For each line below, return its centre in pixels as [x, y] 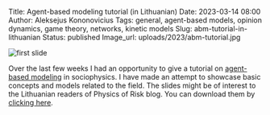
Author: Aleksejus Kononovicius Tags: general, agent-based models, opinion [135, 20]
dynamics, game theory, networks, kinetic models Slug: [100, 29]
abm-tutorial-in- [221, 29]
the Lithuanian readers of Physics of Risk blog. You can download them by [132, 94]
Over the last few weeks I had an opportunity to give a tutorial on [116, 68]
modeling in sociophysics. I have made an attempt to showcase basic [146, 77]
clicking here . [31, 103]
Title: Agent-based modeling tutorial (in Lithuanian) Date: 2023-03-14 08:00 [135, 12]
